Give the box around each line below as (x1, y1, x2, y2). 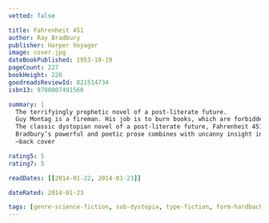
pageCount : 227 (8, 63, 59, 72)
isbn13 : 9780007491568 (8, 86, 84, 94)
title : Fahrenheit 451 (8, 26, 84, 34)
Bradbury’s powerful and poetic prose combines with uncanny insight (15, 130, 252, 139)
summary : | (8, 100, 45, 108)
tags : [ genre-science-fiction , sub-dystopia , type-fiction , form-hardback (8, 203, 263, 211)
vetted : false (8, 11, 56, 20)
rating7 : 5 (8, 160, 45, 168)
